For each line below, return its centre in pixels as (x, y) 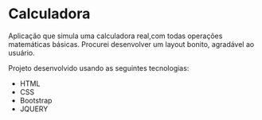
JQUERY (34, 109)
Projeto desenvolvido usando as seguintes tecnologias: (99, 68)
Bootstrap (36, 100)
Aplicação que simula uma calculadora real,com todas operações (115, 36)
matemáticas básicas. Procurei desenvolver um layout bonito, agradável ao (131, 44)
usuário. (22, 52)
